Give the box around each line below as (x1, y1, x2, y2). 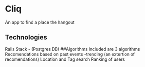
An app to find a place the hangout (5, 19, 74, 25)
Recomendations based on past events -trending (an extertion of (5, 51, 135, 57)
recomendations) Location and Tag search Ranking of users (5, 56, 125, 62)
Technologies (5, 33, 48, 41)
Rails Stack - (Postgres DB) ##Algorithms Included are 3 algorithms (5, 46, 140, 52)
